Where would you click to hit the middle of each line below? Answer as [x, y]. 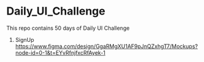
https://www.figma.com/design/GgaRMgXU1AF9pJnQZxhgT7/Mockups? [106, 46]
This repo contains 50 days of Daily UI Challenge [68, 28]
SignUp [25, 40]
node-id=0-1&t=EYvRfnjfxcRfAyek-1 [60, 52]
